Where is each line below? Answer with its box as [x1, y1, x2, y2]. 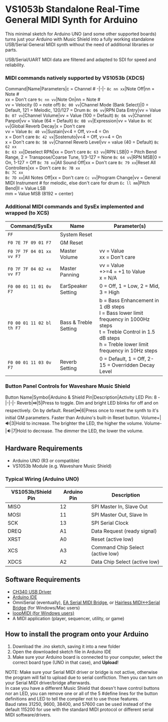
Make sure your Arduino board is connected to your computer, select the [12, 654, 162, 660]
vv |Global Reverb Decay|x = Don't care [5, 123, 85, 129]
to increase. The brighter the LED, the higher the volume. [26, 420, 143, 426]
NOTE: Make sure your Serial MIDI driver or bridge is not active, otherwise [5, 669, 158, 675]
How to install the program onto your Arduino [5, 630, 149, 639]
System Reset [59, 231, 92, 238]
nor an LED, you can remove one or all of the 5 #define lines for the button [5, 690, 158, 696]
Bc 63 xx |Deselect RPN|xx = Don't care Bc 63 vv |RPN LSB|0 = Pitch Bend [5, 149, 157, 155]
